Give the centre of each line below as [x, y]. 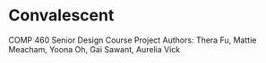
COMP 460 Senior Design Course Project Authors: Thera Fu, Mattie [133, 40]
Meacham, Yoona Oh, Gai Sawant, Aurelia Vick [94, 49]
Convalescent [61, 16]
